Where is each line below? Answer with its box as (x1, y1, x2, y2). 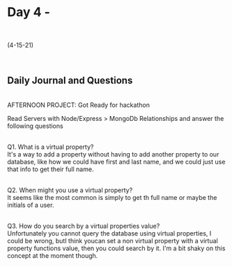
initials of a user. (7, 201, 54, 209)
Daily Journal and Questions (7, 75, 133, 87)
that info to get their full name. (7, 165, 94, 173)
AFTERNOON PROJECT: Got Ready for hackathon (7, 101, 150, 109)
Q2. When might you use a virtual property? (7, 186, 133, 194)
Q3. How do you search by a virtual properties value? (7, 222, 160, 230)
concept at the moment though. (7, 251, 98, 259)
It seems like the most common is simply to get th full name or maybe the (7, 193, 217, 201)
